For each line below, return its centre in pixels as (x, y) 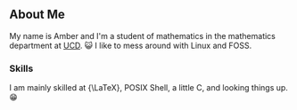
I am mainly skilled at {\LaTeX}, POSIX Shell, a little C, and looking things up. (148, 88)
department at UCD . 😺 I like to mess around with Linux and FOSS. (131, 45)
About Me (37, 15)
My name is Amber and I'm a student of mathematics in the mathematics (143, 35)
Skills (21, 68)
